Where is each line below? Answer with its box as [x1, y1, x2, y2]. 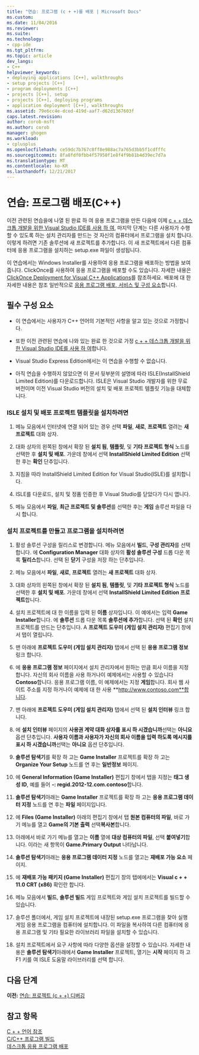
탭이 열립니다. [21, 631, 54, 638]
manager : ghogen [7, 130, 47, 136]
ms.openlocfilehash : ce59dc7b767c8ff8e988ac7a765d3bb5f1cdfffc [7, 147, 166, 152]
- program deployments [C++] [7, 86, 79, 92]
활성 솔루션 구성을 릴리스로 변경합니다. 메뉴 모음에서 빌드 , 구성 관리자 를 [15, 541, 179, 549]
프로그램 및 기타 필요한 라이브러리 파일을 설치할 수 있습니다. [21, 929, 159, 936]
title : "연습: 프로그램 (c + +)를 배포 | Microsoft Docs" [7, 8, 142, 15]
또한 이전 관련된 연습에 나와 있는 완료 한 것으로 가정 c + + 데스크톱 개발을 [15, 337, 184, 344]
